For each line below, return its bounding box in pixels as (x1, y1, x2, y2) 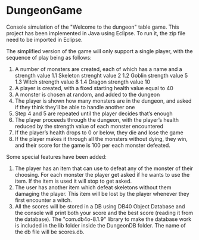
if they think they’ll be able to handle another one (14, 103, 135, 110)
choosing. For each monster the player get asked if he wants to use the (14, 171, 190, 178)
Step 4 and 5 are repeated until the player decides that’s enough (14, 110, 173, 117)
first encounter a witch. (14, 196, 73, 204)
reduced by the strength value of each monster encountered (14, 122, 164, 130)
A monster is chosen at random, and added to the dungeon (14, 91, 160, 98)
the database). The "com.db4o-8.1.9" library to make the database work (14, 216, 192, 223)
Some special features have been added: (6, 153, 107, 160)
